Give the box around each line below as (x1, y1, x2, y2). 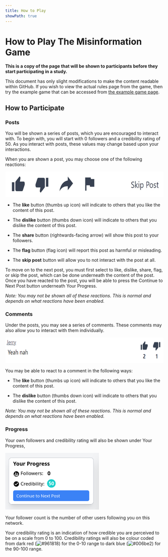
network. (5, 520, 24, 526)
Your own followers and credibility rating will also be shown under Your (5, 437, 152, 443)
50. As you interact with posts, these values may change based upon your (5, 141, 159, 147)
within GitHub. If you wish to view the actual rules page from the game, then (5, 84, 163, 90)
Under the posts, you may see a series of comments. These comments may (5, 322, 162, 328)
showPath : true (5, 13, 37, 19)
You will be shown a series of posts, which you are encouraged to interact (5, 130, 158, 136)
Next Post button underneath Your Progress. (5, 283, 97, 289)
